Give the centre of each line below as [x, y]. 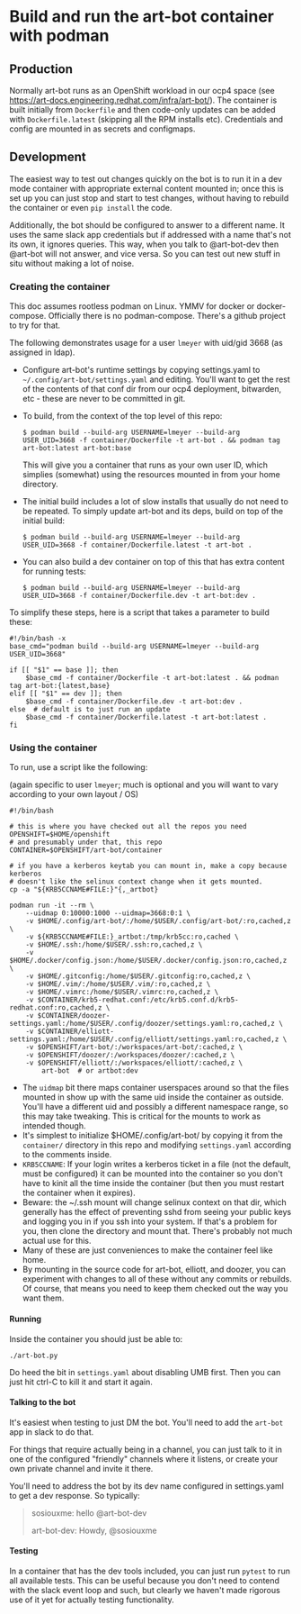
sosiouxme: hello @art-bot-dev [89, 1513]
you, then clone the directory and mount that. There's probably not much [157, 1231]
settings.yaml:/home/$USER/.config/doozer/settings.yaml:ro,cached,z [142, 1024]
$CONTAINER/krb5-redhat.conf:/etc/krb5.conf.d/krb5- [138, 1000]
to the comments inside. [67, 1155]
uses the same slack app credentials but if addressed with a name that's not [150, 234]
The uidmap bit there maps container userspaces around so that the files [155, 1088]
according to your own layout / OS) [74, 794]
